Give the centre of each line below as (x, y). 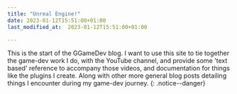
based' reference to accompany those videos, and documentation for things (119, 69)
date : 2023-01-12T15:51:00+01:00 (57, 20)
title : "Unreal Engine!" (44, 14)
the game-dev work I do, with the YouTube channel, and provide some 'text (117, 61)
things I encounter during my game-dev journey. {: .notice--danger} (106, 83)
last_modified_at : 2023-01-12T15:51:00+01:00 (77, 27)
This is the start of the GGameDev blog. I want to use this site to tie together (118, 53)
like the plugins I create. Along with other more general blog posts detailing (117, 76)
